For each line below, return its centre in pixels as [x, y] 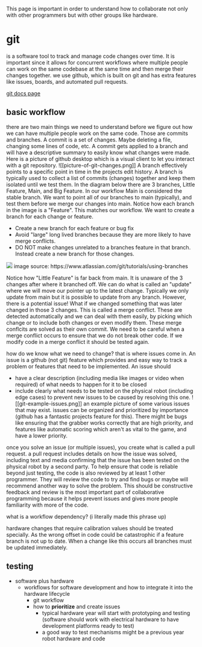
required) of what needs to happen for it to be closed [81, 384]
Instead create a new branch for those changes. [74, 254]
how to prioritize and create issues [77, 606]
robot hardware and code [74, 639]
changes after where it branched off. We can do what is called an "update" [99, 284]
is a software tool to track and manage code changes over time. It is [90, 56]
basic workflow [36, 112]
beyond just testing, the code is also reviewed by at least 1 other [86, 473]
